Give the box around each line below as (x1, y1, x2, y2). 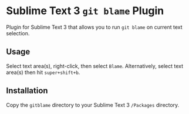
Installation (6, 86, 48, 96)
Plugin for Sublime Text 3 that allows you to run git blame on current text (6, 24, 183, 31)
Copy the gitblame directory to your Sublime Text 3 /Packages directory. (6, 101, 180, 108)
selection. (6, 29, 30, 36)
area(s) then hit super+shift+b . (6, 69, 80, 76)
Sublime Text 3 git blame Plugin (6, 4, 164, 18)
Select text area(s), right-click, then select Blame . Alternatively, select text (6, 62, 184, 69)
